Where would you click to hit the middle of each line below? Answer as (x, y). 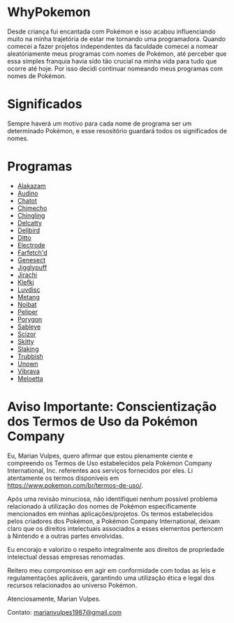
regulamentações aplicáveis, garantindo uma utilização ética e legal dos (111, 578)
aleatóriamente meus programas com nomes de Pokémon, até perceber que (117, 54)
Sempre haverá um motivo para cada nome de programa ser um (100, 123)
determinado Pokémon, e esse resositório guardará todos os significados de (117, 130)
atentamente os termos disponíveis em (63, 478)
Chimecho (32, 208)
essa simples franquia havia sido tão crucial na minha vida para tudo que (112, 61)
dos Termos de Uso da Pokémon (102, 421)
